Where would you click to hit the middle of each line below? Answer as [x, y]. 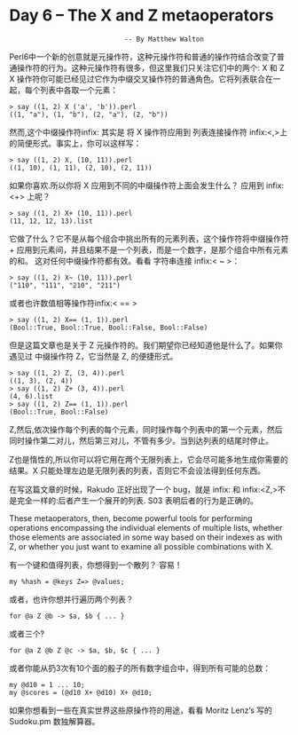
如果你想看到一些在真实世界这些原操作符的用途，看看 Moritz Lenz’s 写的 [141, 710]
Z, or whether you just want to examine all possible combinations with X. [141, 546]
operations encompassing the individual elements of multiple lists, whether [146, 527]
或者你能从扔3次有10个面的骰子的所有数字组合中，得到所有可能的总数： [140, 668]
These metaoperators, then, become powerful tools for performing [131, 518]
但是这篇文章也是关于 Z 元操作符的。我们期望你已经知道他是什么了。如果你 [146, 345]
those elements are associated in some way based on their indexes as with [146, 537]
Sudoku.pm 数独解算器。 [55, 721]
